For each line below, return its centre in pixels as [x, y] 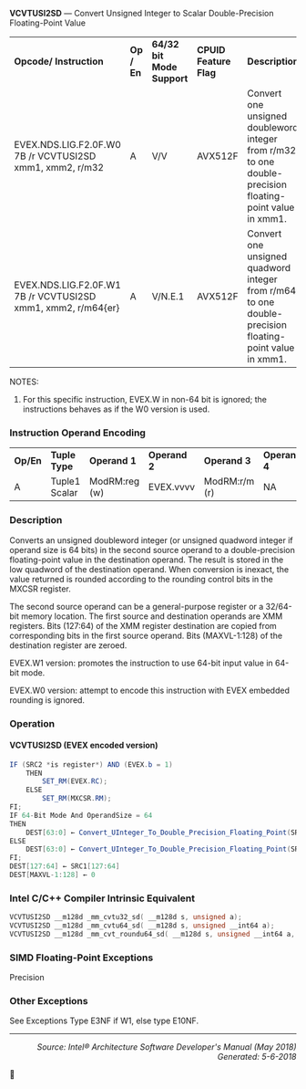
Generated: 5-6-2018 [257, 1057]
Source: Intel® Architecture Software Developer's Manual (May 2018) [167, 1047]
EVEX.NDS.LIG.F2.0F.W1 [67, 285]
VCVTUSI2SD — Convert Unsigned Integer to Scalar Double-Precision [142, 13]
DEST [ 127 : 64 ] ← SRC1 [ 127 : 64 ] [65, 866]
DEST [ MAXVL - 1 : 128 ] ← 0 [52, 875]
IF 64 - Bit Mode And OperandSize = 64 [81, 815]
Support [170, 79]
